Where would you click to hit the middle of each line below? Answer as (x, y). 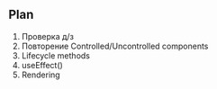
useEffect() (42, 65)
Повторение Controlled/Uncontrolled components (115, 46)
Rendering (41, 75)
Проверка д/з (47, 36)
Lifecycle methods (56, 55)
